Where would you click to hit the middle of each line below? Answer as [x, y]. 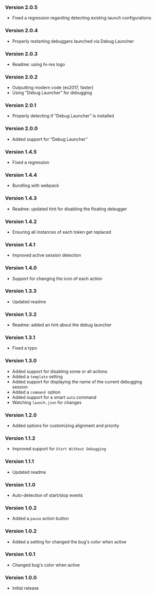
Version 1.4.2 [21, 222]
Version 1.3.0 [21, 361]
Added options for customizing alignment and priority [66, 426]
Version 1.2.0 [21, 415]
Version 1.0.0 [21, 577]
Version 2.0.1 [21, 105]
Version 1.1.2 [20, 438]
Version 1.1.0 [20, 484]
